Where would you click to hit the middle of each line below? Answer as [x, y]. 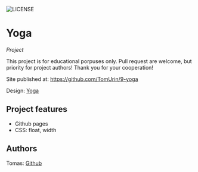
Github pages [31, 123]
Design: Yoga [23, 90]
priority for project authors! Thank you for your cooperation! [80, 67]
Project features [37, 109]
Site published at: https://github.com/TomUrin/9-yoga [72, 79]
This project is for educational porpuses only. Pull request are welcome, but [99, 61]
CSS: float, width [35, 130]
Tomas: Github [24, 163]
